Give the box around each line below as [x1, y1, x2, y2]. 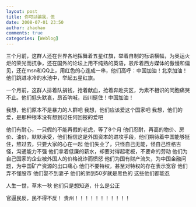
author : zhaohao [6, 24, 45, 31]
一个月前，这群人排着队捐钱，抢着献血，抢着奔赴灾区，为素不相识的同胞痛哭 [6, 87, 190, 93]
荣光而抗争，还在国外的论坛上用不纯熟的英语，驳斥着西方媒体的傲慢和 [16, 59, 185, 66]
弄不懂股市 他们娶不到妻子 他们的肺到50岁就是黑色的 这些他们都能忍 [6, 170, 170, 177]
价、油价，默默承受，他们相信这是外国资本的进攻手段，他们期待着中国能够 [6, 134, 185, 140]
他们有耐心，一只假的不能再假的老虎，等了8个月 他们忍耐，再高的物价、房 [6, 126, 185, 133]
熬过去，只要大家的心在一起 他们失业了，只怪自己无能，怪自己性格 [16, 141, 176, 148]
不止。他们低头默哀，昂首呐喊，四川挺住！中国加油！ [6, 94, 134, 101]
